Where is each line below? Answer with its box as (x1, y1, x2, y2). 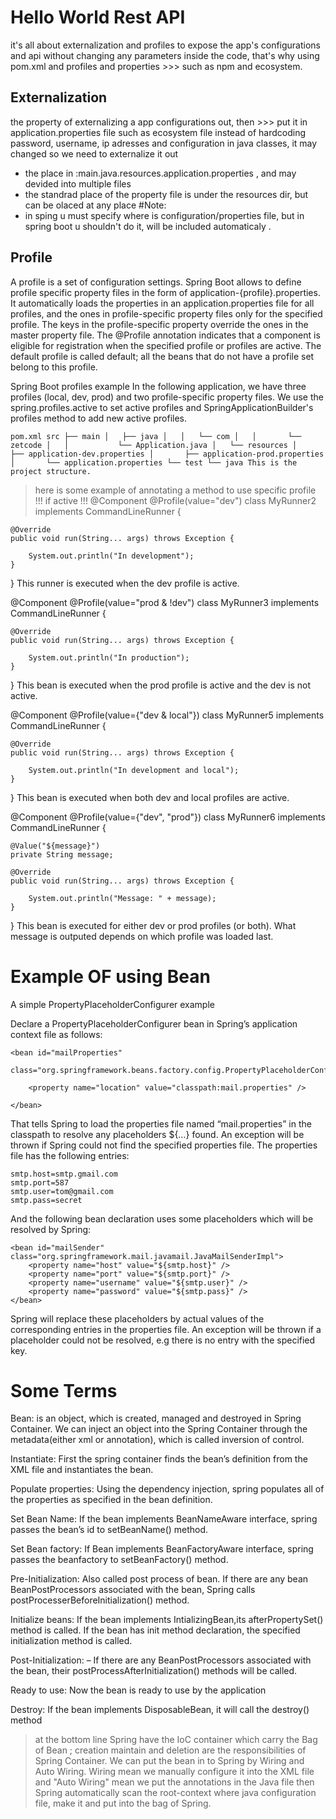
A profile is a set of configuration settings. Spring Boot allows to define (10, 276, 302, 288)
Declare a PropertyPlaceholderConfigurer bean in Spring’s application (10, 1017, 298, 1030)
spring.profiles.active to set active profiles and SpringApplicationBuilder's (10, 401, 314, 413)
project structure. (10, 466, 92, 476)
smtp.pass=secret (10, 1195, 83, 1205)
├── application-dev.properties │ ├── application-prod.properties (10, 449, 325, 459)
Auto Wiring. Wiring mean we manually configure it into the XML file (34, 1766, 315, 1778)
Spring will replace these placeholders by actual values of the (10, 1312, 265, 1325)
